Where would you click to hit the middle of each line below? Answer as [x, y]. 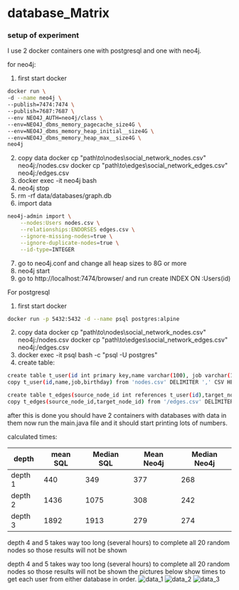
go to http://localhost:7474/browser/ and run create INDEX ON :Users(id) [124, 278]
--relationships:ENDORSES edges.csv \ [78, 230]
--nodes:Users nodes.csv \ [60, 223]
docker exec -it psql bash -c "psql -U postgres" [87, 355]
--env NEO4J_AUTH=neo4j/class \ [55, 118]
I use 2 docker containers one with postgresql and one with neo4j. [104, 51]
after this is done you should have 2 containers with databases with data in [117, 415]
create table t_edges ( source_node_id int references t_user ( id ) [105, 395]
